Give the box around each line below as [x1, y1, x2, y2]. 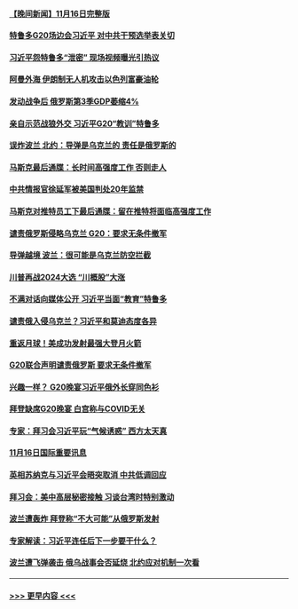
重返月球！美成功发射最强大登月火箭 [9, 337, 142, 348]
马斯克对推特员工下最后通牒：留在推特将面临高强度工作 [9, 205, 211, 217]
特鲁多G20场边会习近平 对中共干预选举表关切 [9, 30, 176, 41]
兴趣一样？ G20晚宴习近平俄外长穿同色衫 [9, 382, 160, 392]
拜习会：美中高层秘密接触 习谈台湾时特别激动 [9, 491, 175, 502]
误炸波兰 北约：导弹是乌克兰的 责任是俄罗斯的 [9, 140, 176, 151]
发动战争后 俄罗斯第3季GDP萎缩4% [9, 96, 139, 107]
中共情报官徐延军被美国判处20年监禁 [9, 184, 145, 194]
